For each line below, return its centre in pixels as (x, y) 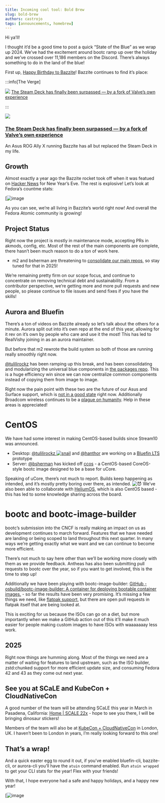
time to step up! (21, 574)
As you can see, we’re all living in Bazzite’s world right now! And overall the (81, 208)
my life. (13, 151)
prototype (22, 458)
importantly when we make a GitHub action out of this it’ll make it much (77, 619)
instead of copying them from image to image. (52, 379)
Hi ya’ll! (13, 37)
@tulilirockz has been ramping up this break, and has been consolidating (79, 364)
